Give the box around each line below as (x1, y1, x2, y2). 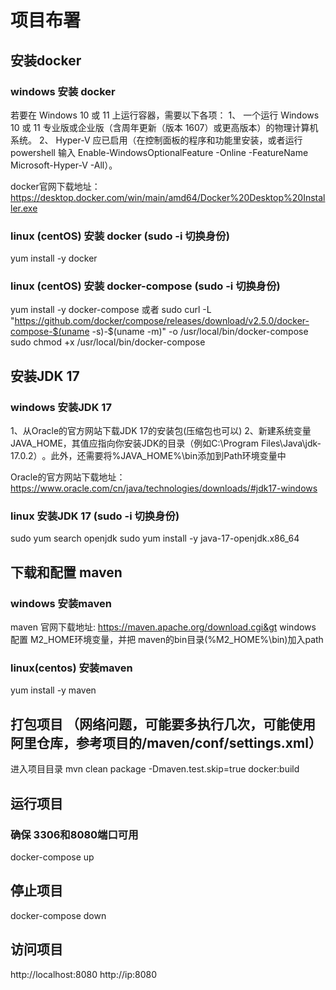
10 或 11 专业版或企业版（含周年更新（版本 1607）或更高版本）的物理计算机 (10, 121, 319, 133)
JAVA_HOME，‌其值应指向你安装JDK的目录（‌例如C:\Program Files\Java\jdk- (10, 437, 322, 450)
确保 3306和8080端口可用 (10, 827, 139, 841)
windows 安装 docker (10, 84, 116, 98)
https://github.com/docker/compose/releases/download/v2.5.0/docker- (14, 315, 310, 327)
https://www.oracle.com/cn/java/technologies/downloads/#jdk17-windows (10, 482, 318, 495)
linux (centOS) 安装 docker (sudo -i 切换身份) (10, 229, 230, 243)
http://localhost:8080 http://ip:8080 (10, 968, 158, 980)
